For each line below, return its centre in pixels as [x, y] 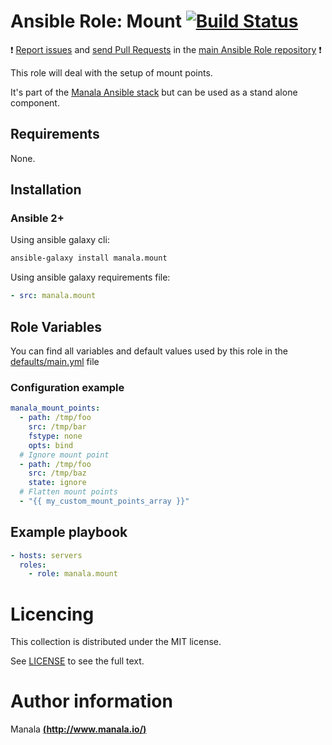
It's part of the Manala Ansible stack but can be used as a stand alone [154, 92]
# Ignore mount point [64, 455]
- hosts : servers [46, 555]
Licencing [52, 614]
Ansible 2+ [37, 218]
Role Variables [56, 326]
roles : [33, 565]
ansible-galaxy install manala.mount [89, 258]
